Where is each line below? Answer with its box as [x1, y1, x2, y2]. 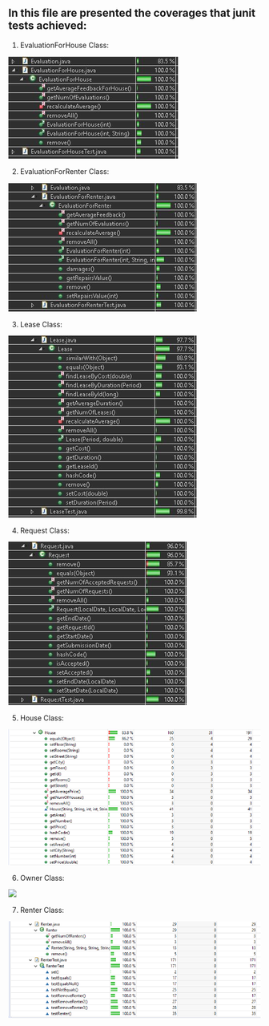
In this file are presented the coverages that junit [8, 6, 256, 20]
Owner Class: [19, 874, 65, 883]
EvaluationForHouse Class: [19, 40, 110, 50]
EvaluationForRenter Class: [19, 166, 110, 176]
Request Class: [19, 525, 70, 535]
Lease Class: [19, 319, 62, 329]
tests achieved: [8, 19, 87, 33]
